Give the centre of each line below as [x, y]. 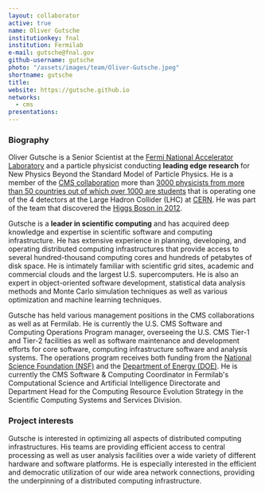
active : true [30, 23]
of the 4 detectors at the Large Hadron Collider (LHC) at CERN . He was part [132, 199]
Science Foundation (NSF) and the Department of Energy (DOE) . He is [123, 366]
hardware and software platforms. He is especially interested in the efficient [132, 463]
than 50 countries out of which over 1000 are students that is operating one [132, 191]
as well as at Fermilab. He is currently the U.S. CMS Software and [115, 324]
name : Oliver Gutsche [44, 30]
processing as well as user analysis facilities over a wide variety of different [132, 455]
